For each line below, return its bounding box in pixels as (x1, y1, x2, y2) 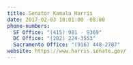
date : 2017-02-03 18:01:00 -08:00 (7, 16, 106, 23)
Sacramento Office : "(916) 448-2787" (13, 41, 121, 48)
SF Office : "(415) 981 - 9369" (13, 28, 102, 36)
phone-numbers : (7, 22, 50, 29)
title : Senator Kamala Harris (7, 9, 93, 17)
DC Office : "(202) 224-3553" (13, 35, 96, 42)
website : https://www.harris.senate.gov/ (7, 48, 127, 55)
